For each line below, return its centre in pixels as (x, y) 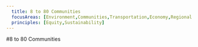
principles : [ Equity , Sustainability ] (58, 22)
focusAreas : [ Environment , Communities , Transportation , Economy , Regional (102, 17)
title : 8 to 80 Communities (46, 11)
